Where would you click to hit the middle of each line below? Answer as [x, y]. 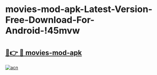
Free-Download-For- [50, 20]
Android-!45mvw [43, 31]
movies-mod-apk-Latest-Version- [79, 9]
